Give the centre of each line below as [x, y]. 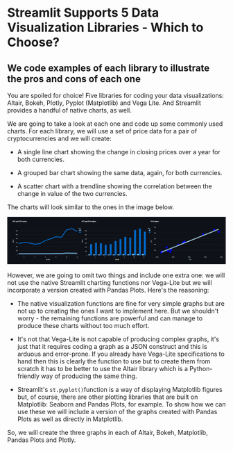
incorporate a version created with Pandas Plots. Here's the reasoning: [108, 290]
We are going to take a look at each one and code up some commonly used [115, 124]
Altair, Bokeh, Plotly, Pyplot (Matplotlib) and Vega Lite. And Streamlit [104, 103]
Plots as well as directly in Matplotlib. [70, 419]
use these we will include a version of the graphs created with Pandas [117, 412]
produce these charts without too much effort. [83, 326]
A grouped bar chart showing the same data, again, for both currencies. [120, 173]
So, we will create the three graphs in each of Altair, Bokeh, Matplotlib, [107, 433]
